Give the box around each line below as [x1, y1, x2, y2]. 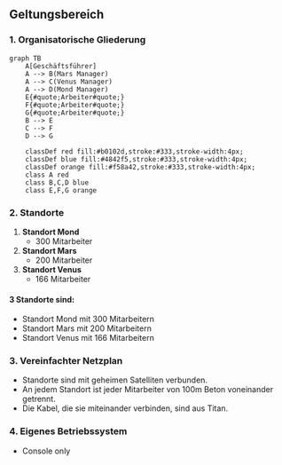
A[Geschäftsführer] [25, 61, 98, 70]
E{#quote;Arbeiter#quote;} [25, 92, 125, 101]
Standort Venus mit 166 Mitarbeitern [21, 333, 155, 343]
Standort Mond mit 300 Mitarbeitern [21, 314, 155, 325]
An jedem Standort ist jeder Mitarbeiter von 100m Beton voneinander [21, 384, 274, 395]
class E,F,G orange [25, 185, 98, 194]
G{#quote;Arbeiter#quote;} [25, 108, 125, 117]
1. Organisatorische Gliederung [9, 34, 146, 46]
